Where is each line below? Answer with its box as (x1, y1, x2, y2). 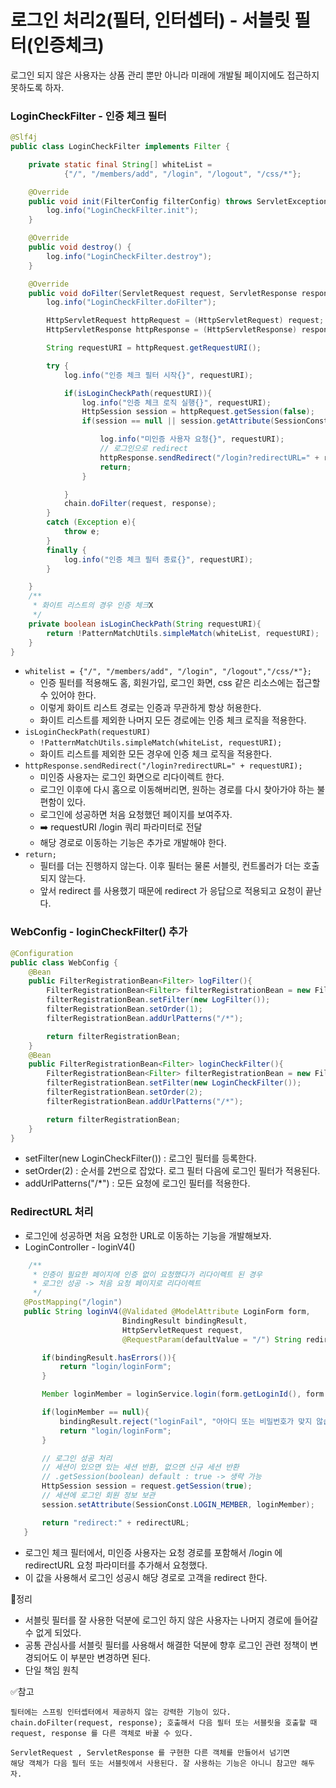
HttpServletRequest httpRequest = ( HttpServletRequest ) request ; (46, 316, 325, 326)
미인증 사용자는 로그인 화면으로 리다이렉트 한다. (39, 771, 225, 783)
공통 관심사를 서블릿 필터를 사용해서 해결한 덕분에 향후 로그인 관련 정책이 (24, 1639, 308, 1651)
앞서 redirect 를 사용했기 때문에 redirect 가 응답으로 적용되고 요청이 (39, 885, 304, 897)
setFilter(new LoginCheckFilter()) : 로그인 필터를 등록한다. (24, 1152, 257, 1165)
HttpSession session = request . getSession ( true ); (41, 1481, 253, 1491)
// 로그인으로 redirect (99, 444, 188, 454)
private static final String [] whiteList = (28, 159, 213, 170)
